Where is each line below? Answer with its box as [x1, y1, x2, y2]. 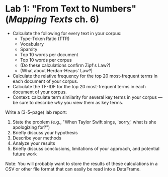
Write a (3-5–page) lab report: [5, 109, 67, 115]
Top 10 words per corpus [20, 57, 72, 63]
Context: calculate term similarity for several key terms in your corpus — [12, 94, 163, 100]
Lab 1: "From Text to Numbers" [5, 3, 137, 15]
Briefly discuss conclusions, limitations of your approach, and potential [12, 145, 160, 151]
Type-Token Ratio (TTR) [20, 36, 70, 42]
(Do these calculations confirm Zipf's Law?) [20, 62, 111, 68]
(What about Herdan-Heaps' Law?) [20, 67, 93, 73]
